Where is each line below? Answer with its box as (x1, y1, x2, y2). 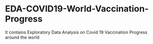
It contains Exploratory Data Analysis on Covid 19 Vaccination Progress (5, 29, 148, 35)
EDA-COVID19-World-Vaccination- (5, 3, 149, 14)
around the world (5, 34, 40, 40)
